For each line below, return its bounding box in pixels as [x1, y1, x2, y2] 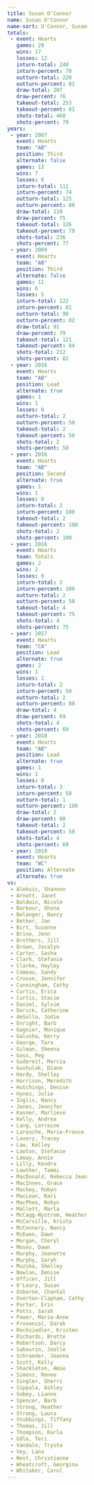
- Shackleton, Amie [10, 1365, 67, 1372]
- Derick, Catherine [10, 1007, 69, 1014]
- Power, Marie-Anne [10, 1314, 69, 1321]
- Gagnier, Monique [10, 1026, 67, 1033]
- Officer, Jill [10, 1276, 57, 1283]
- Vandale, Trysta [10, 1442, 63, 1449]
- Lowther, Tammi [10, 1167, 60, 1174]
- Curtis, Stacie [10, 994, 60, 1001]
